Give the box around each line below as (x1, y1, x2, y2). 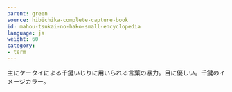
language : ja (7, 29, 45, 37)
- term (7, 49, 26, 56)
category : (7, 42, 36, 49)
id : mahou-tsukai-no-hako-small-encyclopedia (7, 23, 141, 30)
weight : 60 (7, 36, 39, 43)
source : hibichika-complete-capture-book (7, 17, 129, 24)
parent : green (7, 10, 48, 17)
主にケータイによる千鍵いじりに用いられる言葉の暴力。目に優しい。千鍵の (7, 68, 220, 77)
